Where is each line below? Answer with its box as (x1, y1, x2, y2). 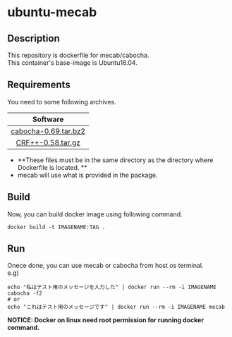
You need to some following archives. (7, 97, 116, 106)
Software (32, 114, 64, 124)
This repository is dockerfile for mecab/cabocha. (7, 51, 149, 59)
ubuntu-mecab (7, 4, 97, 20)
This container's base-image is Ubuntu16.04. (7, 59, 138, 67)
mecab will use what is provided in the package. (17, 171, 158, 179)
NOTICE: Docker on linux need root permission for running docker (7, 316, 204, 324)
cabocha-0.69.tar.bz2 (11, 126, 86, 136)
